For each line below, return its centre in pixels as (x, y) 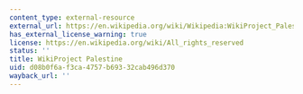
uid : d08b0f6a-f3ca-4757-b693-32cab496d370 (92, 68)
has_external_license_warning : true (78, 34)
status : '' (30, 51)
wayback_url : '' (40, 76)
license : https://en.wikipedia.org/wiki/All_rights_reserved (127, 43)
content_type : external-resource (72, 17)
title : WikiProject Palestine (66, 59)
